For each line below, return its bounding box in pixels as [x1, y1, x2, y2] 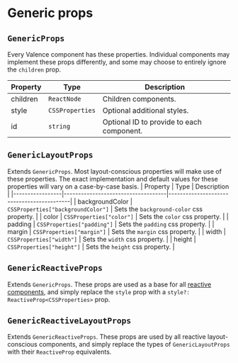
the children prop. [7, 65, 62, 74]
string [48, 123, 71, 130]
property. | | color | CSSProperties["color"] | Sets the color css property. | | [7, 212, 229, 220]
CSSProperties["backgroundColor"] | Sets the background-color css [7, 204, 203, 213]
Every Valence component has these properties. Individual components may [7, 50, 230, 58]
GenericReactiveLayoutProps [7, 315, 132, 326]
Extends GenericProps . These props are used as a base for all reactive [7, 280, 212, 289]
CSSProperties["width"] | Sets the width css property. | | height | [7, 235, 196, 243]
